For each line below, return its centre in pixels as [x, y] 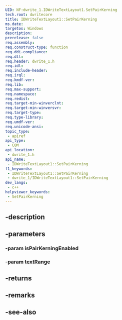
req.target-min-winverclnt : [34, 103]
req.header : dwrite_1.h [30, 61]
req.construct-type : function [37, 47]
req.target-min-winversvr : [33, 108]
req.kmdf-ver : [20, 80]
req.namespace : [21, 94]
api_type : [15, 141]
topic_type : [17, 131]
